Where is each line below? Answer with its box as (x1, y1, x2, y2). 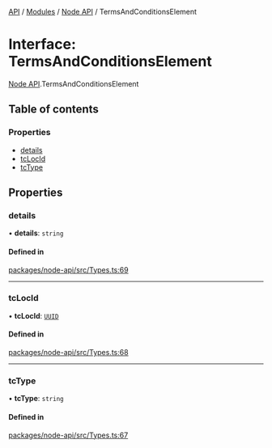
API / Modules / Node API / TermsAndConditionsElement (8, 7, 197, 16)
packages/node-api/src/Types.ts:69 (8, 264, 129, 274)
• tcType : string (8, 394, 64, 404)
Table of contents (8, 103, 99, 116)
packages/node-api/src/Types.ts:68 (8, 348, 129, 357)
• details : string (8, 228, 64, 238)
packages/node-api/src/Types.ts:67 (8, 430, 129, 440)
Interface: (8, 36, 77, 53)
